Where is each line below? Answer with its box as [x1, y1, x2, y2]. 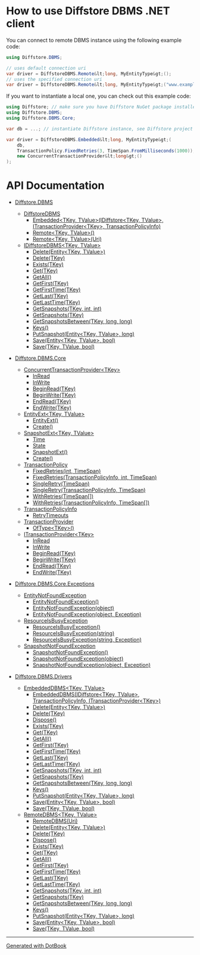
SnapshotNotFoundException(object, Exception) [32, 661, 151, 668]
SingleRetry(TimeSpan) [32, 480, 90, 487]
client [6, 17, 35, 30]
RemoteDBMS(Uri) [32, 817, 78, 825]
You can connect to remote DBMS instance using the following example [6, 36, 182, 43]
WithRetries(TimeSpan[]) [32, 493, 94, 500]
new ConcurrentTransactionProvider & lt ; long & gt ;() [17, 153, 143, 159]
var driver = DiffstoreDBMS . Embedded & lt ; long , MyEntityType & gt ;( [6, 136, 172, 142]
